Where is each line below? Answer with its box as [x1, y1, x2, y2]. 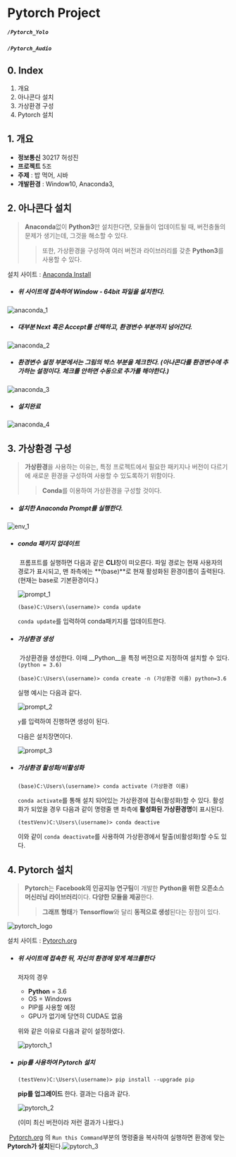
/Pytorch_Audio [7, 45, 52, 52]
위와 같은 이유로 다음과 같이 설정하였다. [17, 1026, 125, 1035]
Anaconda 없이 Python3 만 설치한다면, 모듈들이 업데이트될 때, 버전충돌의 [24, 222, 226, 231]
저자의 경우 [17, 973, 49, 981]
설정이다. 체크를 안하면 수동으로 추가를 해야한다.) [36, 367, 169, 376]
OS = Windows [27, 994, 72, 1003]
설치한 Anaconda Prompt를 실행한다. [17, 503, 123, 512]
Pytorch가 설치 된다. [7, 1141, 63, 1150]
